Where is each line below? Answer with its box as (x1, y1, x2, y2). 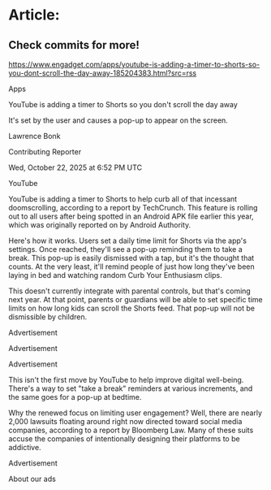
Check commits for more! (8, 38, 140, 52)
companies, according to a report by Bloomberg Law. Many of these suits (8, 425, 254, 435)
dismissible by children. (8, 312, 88, 322)
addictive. (8, 443, 42, 452)
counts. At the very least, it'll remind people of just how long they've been (8, 262, 256, 271)
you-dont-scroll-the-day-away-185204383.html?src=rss (8, 68, 197, 78)
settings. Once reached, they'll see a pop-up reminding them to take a (8, 245, 243, 254)
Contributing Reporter (8, 147, 82, 156)
